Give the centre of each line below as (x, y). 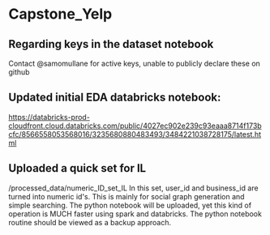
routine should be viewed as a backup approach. (90, 222)
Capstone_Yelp (60, 14)
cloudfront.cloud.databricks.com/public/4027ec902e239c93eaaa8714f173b (135, 126)
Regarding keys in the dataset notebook (111, 44)
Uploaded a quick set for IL (77, 168)
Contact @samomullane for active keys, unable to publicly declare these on (135, 63)
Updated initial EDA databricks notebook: (115, 98)
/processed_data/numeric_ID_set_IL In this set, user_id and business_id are (133, 188)
